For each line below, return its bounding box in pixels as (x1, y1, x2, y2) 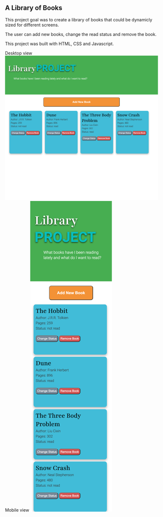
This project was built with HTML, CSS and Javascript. (5, 41, 114, 47)
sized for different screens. (5, 22, 59, 28)
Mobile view (5, 507, 30, 513)
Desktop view (5, 50, 33, 56)
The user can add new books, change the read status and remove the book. (5, 31, 157, 37)
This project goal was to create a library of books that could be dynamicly (5, 17, 153, 22)
